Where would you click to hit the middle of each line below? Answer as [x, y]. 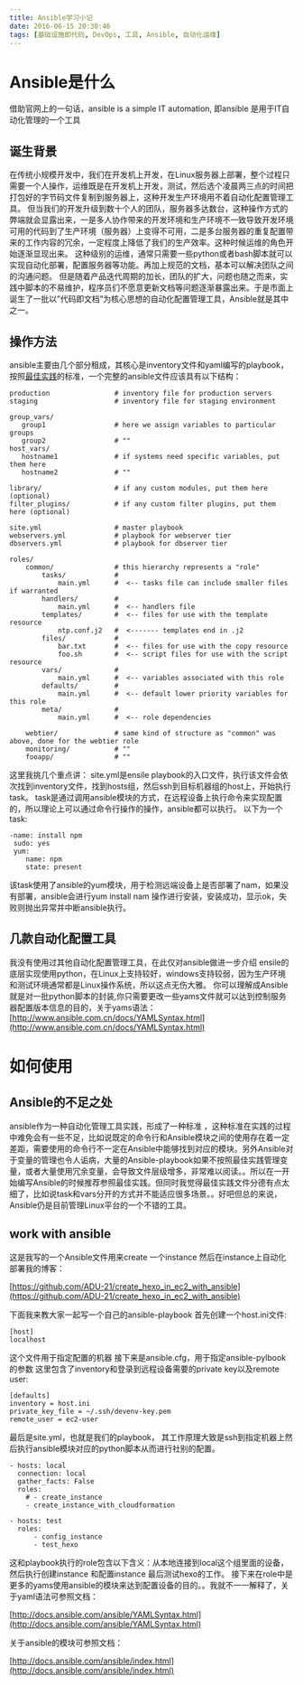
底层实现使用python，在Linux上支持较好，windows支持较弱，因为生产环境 [148, 973]
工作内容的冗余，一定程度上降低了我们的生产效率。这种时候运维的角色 [155, 243]
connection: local [52, 1474]
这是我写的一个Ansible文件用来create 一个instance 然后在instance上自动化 [148, 1257]
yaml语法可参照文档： [58, 1596]
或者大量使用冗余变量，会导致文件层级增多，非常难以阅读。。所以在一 [153, 1171]
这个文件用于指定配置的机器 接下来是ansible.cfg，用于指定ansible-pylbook [148, 1357]
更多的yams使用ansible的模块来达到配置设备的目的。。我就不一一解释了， [145, 1585]
